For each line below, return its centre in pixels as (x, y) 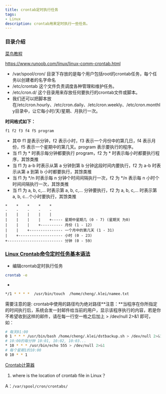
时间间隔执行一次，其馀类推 (41, 184)
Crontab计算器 (20, 365)
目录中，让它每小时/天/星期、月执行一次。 (57, 111)
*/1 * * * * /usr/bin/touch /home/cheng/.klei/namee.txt (67, 294)
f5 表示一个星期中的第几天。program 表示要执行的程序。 (79, 147)
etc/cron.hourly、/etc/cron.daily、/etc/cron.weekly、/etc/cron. (82, 105)
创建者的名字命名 (38, 80)
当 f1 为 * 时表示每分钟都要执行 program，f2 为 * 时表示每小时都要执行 (84, 153)
